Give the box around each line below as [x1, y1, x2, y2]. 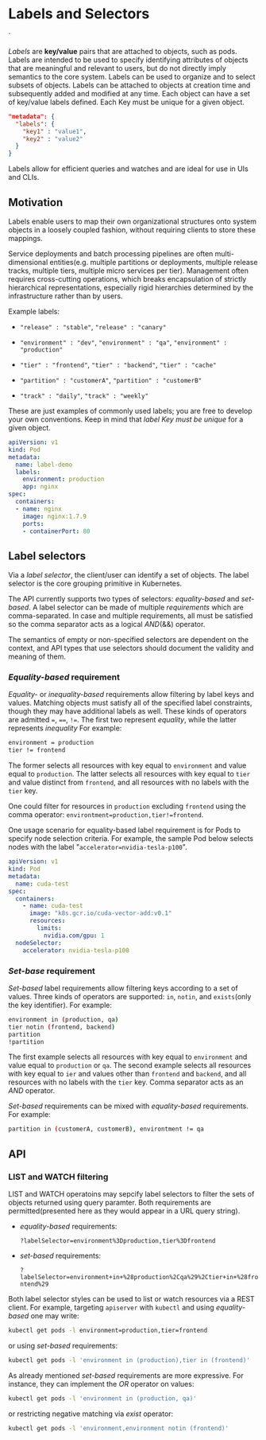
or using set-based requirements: [8, 1341, 118, 1350]
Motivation [8, 196, 64, 209]
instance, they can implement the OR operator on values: [8, 1379, 195, 1388]
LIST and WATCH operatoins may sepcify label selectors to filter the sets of [8, 1189, 255, 1198]
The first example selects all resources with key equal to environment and [8, 1052, 248, 1062]
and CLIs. [8, 173, 40, 182]
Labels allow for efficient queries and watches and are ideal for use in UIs [8, 164, 249, 173]
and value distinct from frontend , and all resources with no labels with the [8, 777, 249, 788]
